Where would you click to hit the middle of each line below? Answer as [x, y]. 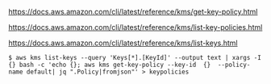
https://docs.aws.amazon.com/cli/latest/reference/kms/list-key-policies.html [135, 27]
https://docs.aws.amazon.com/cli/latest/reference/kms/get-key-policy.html [133, 12]
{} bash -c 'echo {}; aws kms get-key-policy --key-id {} [110, 65]
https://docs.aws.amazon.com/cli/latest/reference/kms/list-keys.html [123, 43]
